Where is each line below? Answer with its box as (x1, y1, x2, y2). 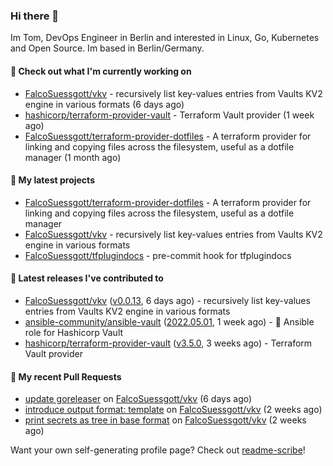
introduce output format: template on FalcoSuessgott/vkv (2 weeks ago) (24, 404, 323, 416)
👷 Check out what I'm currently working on (10, 65, 192, 77)
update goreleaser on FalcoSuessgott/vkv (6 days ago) (24, 393, 253, 405)
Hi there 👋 (10, 9, 60, 23)
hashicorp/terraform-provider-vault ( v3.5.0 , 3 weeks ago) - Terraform (24, 337, 313, 349)
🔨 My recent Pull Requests (10, 370, 122, 383)
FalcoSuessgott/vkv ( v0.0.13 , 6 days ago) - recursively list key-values (24, 294, 311, 306)
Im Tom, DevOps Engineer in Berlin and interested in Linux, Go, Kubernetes (10, 32, 320, 44)
